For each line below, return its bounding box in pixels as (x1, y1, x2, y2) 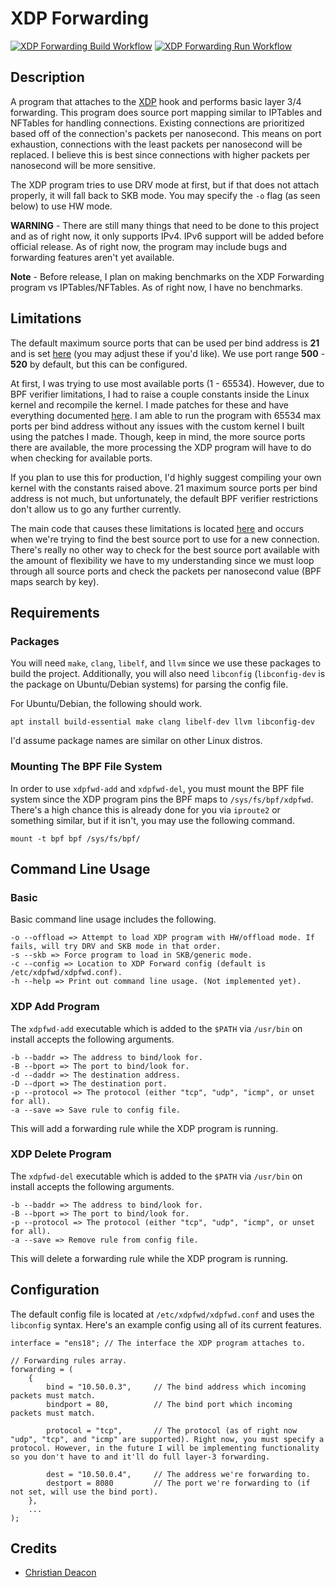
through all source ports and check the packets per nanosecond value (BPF (10, 565, 322, 577)
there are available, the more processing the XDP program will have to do (10, 441, 312, 453)
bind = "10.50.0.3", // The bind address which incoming (46, 1382, 307, 1392)
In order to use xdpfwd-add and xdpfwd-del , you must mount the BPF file (10, 782, 305, 794)
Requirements (10, 604, 100, 621)
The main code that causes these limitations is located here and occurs (10, 522, 305, 534)
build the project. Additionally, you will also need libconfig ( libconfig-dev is (10, 668, 326, 680)
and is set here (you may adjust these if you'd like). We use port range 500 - (10, 347, 326, 359)
